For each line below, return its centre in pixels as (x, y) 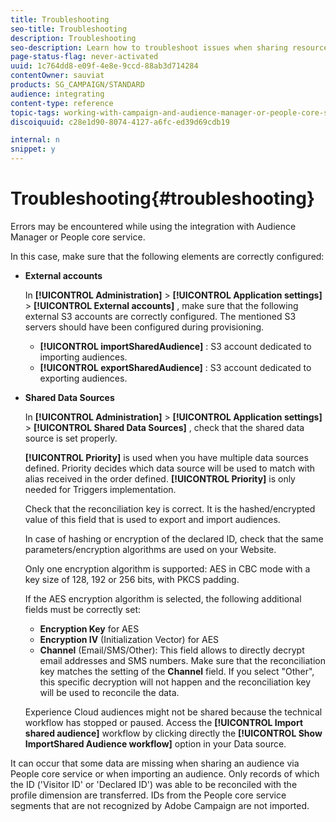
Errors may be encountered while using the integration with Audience (153, 226)
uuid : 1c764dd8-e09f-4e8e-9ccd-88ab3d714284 (104, 66)
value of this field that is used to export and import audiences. (152, 519)
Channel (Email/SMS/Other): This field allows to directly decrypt (172, 650)
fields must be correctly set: (83, 609)
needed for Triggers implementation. (100, 489)
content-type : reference (62, 103)
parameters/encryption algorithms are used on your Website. (150, 549)
